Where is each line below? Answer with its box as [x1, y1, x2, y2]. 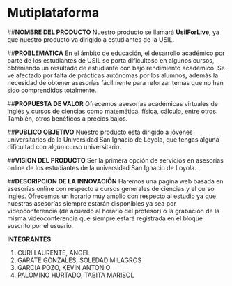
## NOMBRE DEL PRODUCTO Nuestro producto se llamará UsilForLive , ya [7, 28, 219, 36]
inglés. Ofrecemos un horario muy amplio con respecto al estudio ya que [7, 192, 217, 200]
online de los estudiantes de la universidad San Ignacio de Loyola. [7, 163, 196, 172]
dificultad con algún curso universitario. [7, 142, 122, 151]
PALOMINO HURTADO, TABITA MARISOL [17, 271, 134, 279]
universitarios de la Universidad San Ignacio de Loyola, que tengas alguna [7, 135, 219, 144]
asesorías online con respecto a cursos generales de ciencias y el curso [7, 184, 215, 193]
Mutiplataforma [7, 5, 100, 21]
